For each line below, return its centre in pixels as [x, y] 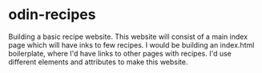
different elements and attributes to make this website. [98, 62]
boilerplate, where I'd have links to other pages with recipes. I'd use [120, 53]
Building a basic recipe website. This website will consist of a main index [128, 36]
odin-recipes [52, 15]
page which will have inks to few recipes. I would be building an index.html [131, 44]
